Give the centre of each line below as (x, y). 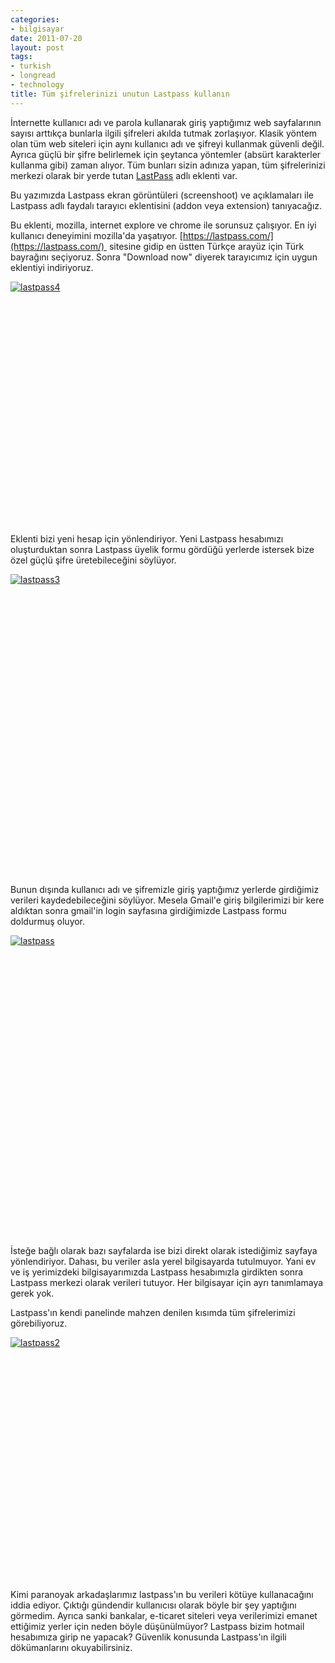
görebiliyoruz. (39, 1323)
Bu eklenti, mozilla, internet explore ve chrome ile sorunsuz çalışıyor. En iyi (163, 225)
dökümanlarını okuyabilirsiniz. (71, 1647)
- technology (37, 85)
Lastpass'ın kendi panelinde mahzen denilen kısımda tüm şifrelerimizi (153, 1312)
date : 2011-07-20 (46, 38)
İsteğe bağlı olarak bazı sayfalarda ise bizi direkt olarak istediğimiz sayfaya (164, 1250)
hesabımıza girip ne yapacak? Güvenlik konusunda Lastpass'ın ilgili (148, 1637)
